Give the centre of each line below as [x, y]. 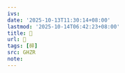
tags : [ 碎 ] [23, 46]
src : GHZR [22, 53]
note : [15, 59]
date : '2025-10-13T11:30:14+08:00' [59, 20]
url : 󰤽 [17, 40]
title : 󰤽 [20, 33]
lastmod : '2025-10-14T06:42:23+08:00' [64, 26]
